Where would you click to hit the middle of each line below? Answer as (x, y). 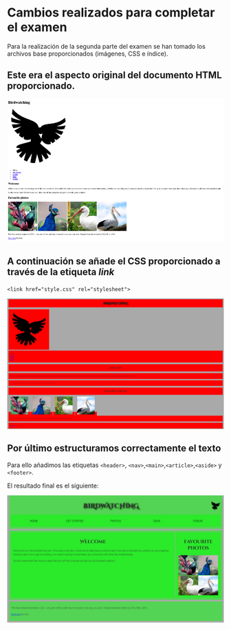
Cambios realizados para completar (111, 13)
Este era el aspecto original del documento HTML (114, 75)
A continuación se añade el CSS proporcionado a (114, 262)
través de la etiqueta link (61, 272)
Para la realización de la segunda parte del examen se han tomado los (107, 46)
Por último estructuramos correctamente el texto (114, 448)
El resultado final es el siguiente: (53, 486)
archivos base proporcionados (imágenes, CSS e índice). (88, 54)
